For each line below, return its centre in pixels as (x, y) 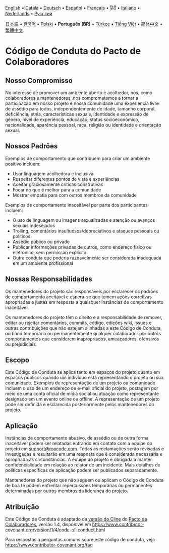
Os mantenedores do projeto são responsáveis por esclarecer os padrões (82, 291)
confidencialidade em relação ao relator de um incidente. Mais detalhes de (83, 465)
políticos (21, 236)
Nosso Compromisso (39, 80)
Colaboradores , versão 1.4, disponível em (48, 525)
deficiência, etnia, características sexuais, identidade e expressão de (77, 114)
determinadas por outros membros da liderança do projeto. (67, 491)
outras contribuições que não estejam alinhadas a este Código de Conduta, (84, 328)
